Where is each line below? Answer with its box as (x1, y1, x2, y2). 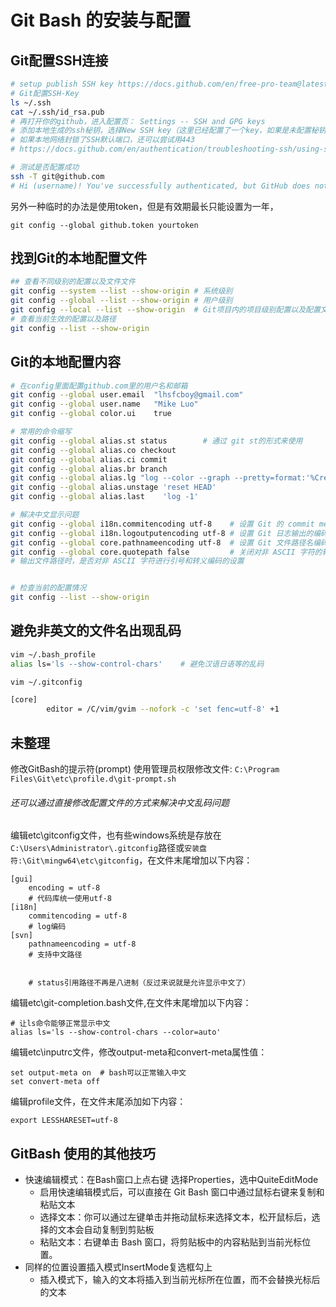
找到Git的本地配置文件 (10, 250, 148, 267)
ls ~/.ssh (10, 97, 52, 108)
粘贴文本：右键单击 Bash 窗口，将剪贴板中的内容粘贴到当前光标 (39, 1236, 303, 1248)
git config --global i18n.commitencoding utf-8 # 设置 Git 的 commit (10, 519, 315, 529)
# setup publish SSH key (10, 79, 114, 89)
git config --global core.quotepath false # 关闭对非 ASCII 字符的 (10, 547, 323, 557)
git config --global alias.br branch (10, 464, 168, 474)
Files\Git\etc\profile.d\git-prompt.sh (10, 774, 177, 784)
